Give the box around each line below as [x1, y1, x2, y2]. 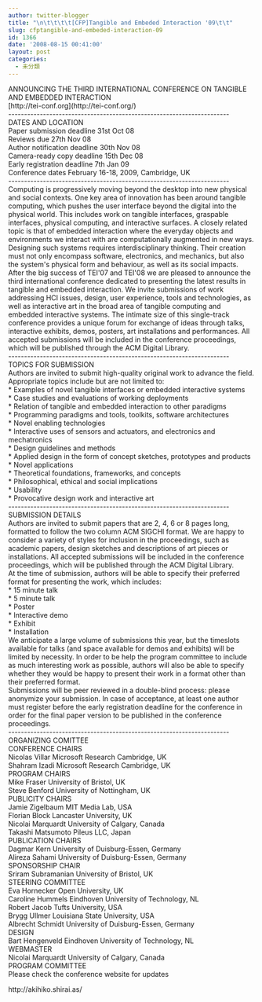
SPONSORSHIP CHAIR [8, 861, 81, 870]
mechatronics [8, 435, 53, 444]
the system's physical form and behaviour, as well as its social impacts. [8, 259, 239, 269]
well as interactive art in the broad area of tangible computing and [8, 301, 221, 310]
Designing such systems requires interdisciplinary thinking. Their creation [8, 243, 246, 252]
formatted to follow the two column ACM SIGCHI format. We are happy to [8, 527, 245, 536]
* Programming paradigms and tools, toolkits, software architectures [8, 409, 230, 419]
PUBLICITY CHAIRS [8, 794, 72, 803]
